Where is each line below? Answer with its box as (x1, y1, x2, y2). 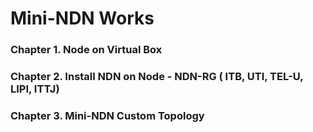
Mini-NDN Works (10, 7, 155, 30)
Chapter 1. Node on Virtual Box (10, 43, 163, 57)
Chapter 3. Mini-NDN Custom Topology (10, 108, 205, 122)
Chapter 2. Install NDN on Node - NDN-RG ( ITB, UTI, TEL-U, (10, 70, 304, 84)
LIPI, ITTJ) (10, 82, 60, 96)
